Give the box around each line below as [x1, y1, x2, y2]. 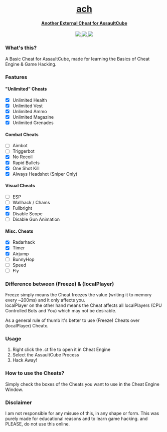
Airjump [12, 250, 29, 257]
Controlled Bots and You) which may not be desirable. [5, 308, 117, 314]
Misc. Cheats [5, 228, 34, 234]
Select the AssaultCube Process [12, 352, 79, 358]
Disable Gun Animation [12, 216, 60, 222]
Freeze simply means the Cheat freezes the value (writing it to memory [5, 292, 152, 298]
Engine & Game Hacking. [5, 61, 57, 67]
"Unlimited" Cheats [5, 86, 47, 92]
